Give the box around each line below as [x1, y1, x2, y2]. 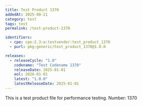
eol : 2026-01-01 [14, 72, 48, 77]
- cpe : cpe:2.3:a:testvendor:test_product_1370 [9, 39, 111, 45]
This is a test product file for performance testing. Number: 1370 [5, 94, 137, 100]
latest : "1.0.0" [14, 76, 48, 81]
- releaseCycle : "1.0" [9, 58, 57, 63]
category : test [5, 16, 37, 21]
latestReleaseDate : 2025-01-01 [14, 81, 79, 86]
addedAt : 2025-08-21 [5, 12, 48, 17]
